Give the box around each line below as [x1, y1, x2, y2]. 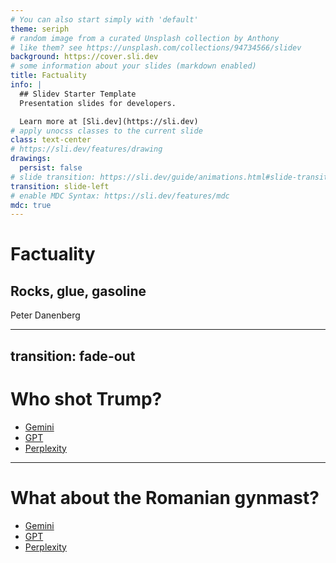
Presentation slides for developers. [19, 98, 177, 108]
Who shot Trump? [10, 387, 163, 410]
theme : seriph [10, 24, 70, 34]
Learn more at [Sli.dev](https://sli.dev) [19, 116, 199, 126]
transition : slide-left [10, 181, 110, 191]
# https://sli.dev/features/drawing [10, 144, 163, 155]
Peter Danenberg [10, 309, 81, 321]
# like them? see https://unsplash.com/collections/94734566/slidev [10, 42, 302, 53]
